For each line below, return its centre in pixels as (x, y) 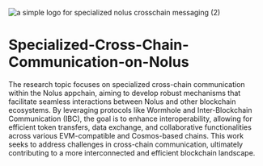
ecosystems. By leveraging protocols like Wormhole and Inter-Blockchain (130, 110)
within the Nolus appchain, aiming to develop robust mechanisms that (125, 93)
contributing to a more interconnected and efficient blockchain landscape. (132, 152)
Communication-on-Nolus (99, 62)
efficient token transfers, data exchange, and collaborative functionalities (130, 127)
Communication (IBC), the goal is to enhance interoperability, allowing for (130, 118)
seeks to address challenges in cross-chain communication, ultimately (126, 144)
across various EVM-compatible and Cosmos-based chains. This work (126, 135)
